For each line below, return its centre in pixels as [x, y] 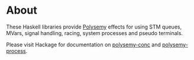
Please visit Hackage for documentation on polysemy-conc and [84, 45]
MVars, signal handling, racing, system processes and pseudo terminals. [95, 33]
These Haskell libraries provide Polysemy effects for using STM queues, [94, 27]
